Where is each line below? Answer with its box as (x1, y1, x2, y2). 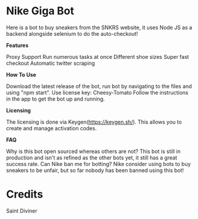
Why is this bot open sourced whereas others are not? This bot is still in (6, 148, 181, 155)
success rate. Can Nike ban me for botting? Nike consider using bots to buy (6, 160, 191, 167)
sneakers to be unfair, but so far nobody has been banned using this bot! (6, 167, 184, 174)
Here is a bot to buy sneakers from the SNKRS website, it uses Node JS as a (6, 24, 193, 31)
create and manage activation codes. (6, 124, 97, 132)
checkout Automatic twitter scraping (6, 60, 95, 67)
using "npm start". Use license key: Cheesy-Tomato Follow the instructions (6, 89, 189, 96)
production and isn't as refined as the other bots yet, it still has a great (6, 154, 178, 161)
